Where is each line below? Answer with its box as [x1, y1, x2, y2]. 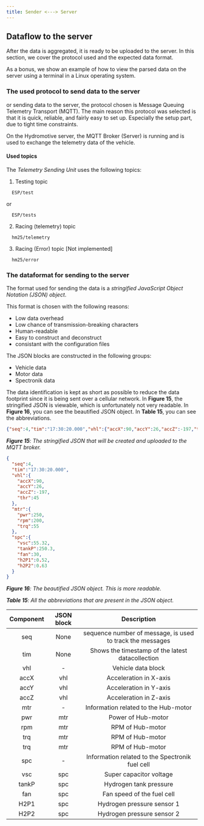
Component [9, 615, 44, 623]
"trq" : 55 [17, 523, 39, 529]
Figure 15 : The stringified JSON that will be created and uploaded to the [6, 437, 187, 445]
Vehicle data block [112, 664, 165, 672]
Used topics [6, 152, 38, 160]
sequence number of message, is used [83, 629, 194, 638]
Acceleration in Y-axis [106, 684, 171, 692]
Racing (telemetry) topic [15, 222, 76, 230]
